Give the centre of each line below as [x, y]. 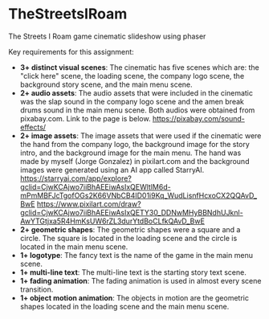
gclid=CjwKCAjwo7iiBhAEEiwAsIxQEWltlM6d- [95, 186]
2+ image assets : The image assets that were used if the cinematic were [141, 135]
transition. [37, 289]
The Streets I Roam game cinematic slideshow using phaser [107, 36]
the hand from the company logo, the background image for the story [135, 144]
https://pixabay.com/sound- [198, 118]
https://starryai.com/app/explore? [76, 178]
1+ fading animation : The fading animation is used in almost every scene [141, 280]
